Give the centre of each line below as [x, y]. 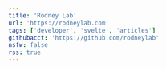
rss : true [25, 52]
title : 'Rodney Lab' [43, 15]
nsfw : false [28, 45]
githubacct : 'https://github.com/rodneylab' [84, 38]
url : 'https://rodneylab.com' [59, 23]
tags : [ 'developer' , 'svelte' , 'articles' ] [82, 30]
